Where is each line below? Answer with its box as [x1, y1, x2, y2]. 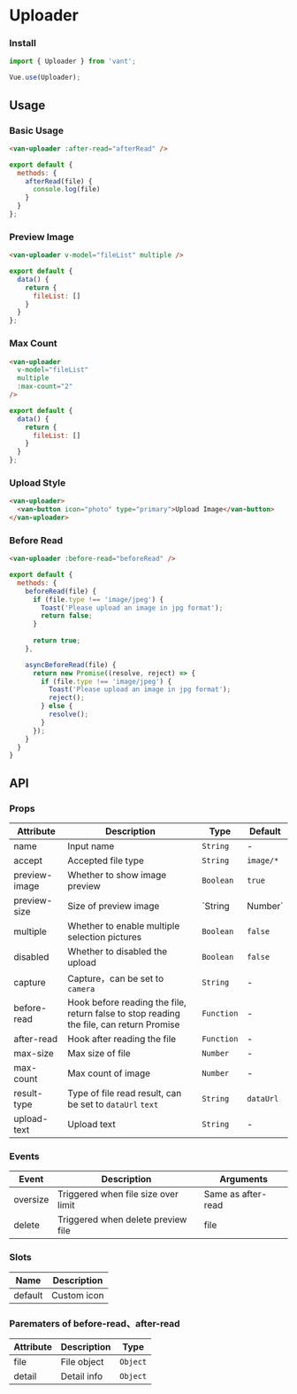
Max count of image [67, 1067, 151, 1079]
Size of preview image [67, 900, 160, 913]
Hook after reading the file [67, 1033, 177, 1046]
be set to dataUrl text [67, 1098, 159, 1110]
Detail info [60, 1370, 103, 1382]
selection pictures [67, 931, 142, 944]
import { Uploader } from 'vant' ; [9, 57, 137, 66]
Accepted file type [67, 854, 144, 867]
